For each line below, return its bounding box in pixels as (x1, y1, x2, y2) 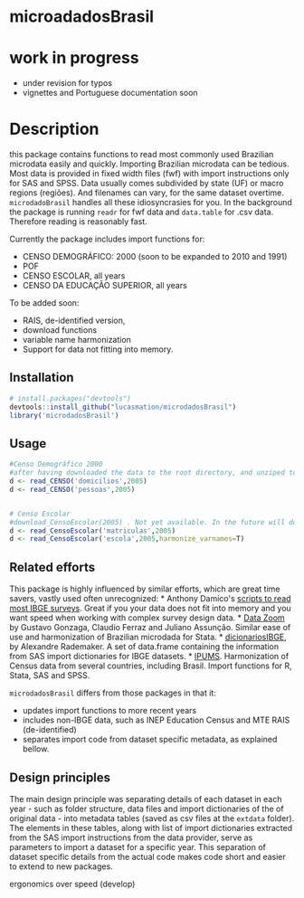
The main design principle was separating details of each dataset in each (9, 793, 282, 804)
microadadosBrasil (9, 6, 155, 27)
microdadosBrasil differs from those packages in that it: (9, 687, 217, 698)
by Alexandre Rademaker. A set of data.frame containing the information (9, 641, 279, 652)
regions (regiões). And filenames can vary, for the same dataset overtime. (9, 187, 285, 198)
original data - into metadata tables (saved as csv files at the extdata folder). (9, 812, 295, 824)
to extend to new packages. (9, 861, 113, 872)
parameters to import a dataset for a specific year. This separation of (9, 841, 267, 852)
